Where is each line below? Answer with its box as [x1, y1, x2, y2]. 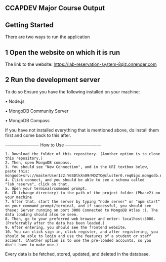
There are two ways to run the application [5, 34, 90, 40]
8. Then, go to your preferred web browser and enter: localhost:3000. [5, 216, 156, 221]
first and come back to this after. [5, 132, 72, 138]
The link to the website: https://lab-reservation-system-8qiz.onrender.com [5, 61, 157, 67]
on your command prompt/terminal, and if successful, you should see [5, 203, 152, 208]
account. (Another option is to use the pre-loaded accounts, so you [5, 238, 152, 243]
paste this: [5, 169, 30, 174]
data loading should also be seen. [5, 212, 79, 217]
